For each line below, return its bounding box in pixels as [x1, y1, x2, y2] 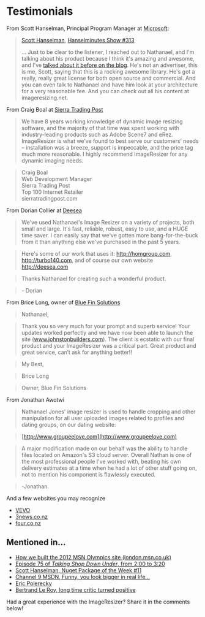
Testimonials [6, 4, 73, 18]
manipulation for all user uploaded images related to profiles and [21, 414, 185, 421]
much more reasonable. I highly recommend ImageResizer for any [21, 150, 188, 158]
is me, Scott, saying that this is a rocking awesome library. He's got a [21, 67, 195, 75]
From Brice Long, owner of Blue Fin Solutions [6, 299, 121, 306]
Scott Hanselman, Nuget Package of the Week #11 [15, 566, 142, 574]
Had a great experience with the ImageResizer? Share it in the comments [6, 598, 190, 605]
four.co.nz [15, 519, 42, 527]
